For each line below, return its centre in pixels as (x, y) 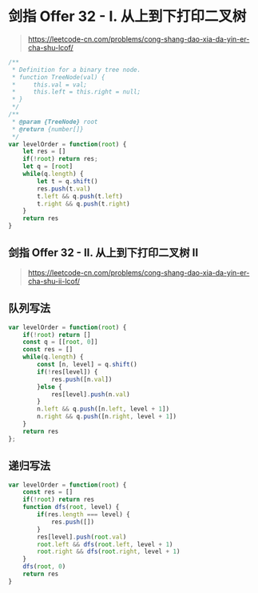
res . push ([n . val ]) (81, 379)
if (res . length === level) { (83, 515)
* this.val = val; (50, 85)
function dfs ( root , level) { (71, 507)
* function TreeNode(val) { (58, 77)
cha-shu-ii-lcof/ (54, 281)
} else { (50, 387)
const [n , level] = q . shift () (87, 365)
